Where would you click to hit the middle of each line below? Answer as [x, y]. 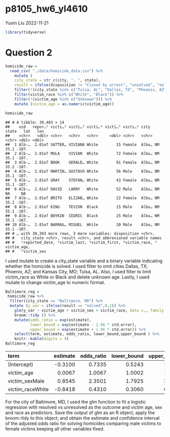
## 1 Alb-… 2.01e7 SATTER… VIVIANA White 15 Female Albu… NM [82, 145]
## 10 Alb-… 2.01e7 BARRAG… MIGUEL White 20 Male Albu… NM [82, 225]
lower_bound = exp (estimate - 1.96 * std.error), [83, 325]
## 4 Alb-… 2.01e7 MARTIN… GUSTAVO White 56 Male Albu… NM [82, 171]
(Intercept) [20, 365]
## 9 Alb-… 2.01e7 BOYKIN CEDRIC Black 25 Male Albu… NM [82, 216]
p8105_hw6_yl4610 [47, 9]
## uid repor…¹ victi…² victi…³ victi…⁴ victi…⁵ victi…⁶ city [78, 127]
